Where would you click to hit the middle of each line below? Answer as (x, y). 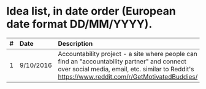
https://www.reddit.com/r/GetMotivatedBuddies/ (128, 76)
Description (75, 43)
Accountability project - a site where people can (128, 54)
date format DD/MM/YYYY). (79, 24)
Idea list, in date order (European (91, 11)
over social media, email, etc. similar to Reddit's (126, 69)
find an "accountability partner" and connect (122, 61)
